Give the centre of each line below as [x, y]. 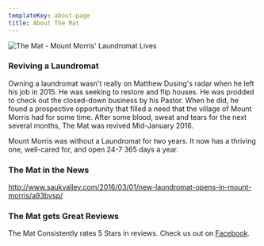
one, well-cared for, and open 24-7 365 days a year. [93, 149]
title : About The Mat [44, 23]
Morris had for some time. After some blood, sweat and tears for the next [128, 117]
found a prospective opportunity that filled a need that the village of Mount [130, 109]
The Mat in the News [49, 170]
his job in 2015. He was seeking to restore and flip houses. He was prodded [131, 91]
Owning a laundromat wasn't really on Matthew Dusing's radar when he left [131, 83]
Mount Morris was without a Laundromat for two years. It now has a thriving [132, 140]
